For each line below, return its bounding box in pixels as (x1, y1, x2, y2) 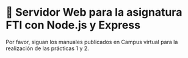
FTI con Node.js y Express (5, 18, 141, 32)
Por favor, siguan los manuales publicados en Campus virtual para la (5, 38, 178, 45)
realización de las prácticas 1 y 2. (5, 45, 89, 52)
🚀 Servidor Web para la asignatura (5, 5, 183, 19)
